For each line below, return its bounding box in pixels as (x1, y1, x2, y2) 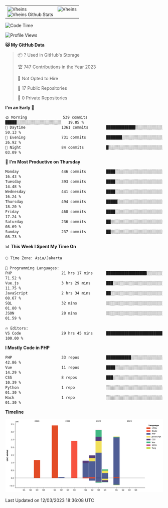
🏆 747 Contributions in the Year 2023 (17, 64, 96, 70)
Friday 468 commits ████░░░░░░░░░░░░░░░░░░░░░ (5, 209, 163, 215)
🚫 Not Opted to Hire (17, 76, 59, 82)
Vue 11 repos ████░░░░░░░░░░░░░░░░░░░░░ (5, 365, 163, 370)
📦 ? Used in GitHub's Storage (17, 52, 80, 58)
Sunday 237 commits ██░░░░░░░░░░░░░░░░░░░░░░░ (5, 229, 163, 235)
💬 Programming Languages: (5, 266, 59, 271)
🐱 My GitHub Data (5, 42, 45, 48)
